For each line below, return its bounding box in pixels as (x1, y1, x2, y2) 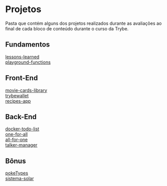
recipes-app (5, 98, 31, 104)
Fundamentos (5, 40, 50, 49)
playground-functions (5, 59, 51, 65)
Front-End (5, 74, 38, 82)
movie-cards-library (5, 87, 47, 93)
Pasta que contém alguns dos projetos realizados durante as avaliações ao (5, 20, 162, 26)
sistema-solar (5, 175, 34, 181)
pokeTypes (5, 170, 28, 176)
